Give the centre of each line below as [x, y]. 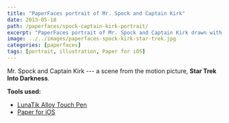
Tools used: [24, 91]
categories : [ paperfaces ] [44, 45]
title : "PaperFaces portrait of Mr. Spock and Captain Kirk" [96, 13]
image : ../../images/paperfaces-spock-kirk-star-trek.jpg [92, 39]
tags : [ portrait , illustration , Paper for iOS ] [76, 52]
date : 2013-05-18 [32, 20]
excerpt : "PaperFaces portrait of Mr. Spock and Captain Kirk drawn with [115, 32]
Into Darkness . [28, 78]
